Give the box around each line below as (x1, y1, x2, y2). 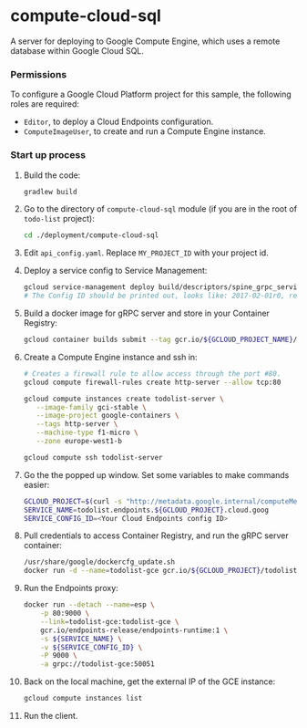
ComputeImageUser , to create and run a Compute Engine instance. (23, 126, 267, 137)
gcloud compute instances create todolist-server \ (23, 394, 224, 403)
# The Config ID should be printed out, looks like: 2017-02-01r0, (23, 291, 285, 301)
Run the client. (23, 711, 78, 722)
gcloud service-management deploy (23, 283, 155, 292)
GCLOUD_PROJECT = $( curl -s (23, 496, 122, 506)
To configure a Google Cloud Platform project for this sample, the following (10, 88, 292, 100)
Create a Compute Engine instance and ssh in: (23, 351, 199, 362)
